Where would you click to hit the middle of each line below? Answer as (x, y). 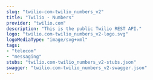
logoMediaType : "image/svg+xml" (47, 40)
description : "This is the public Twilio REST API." (74, 29)
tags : (13, 46)
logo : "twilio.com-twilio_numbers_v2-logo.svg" (67, 34)
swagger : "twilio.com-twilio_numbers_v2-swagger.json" (77, 68)
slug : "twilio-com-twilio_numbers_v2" (55, 12)
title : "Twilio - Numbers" (40, 17)
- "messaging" (24, 57)
